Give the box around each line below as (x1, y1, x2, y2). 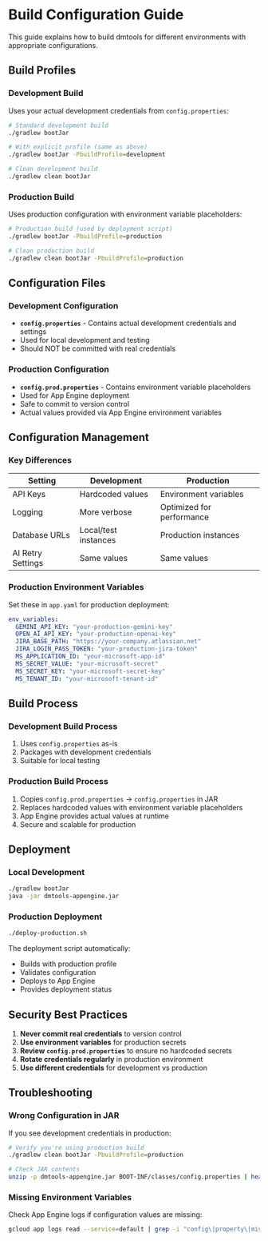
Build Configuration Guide (8, 6, 184, 24)
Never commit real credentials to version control (19, 1028, 182, 1038)
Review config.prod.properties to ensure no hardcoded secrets (19, 1045, 233, 1056)
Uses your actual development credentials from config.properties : (8, 105, 229, 115)
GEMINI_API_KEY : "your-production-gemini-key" (15, 622, 173, 630)
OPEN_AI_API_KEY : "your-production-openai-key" (15, 630, 177, 638)
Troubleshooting (8, 1086, 93, 1100)
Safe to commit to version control (19, 399, 130, 408)
